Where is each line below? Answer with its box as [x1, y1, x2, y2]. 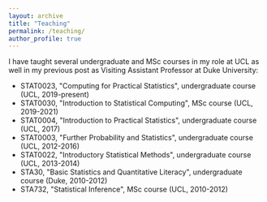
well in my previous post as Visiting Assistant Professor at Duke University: [8, 66, 259, 75]
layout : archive [8, 11, 63, 20]
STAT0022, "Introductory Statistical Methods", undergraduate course [19, 150, 252, 160]
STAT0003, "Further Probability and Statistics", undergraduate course [19, 133, 254, 143]
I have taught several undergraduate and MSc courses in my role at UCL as [8, 57, 260, 67]
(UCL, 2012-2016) [19, 141, 80, 151]
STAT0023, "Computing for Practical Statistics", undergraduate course [19, 81, 256, 91]
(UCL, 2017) [19, 124, 61, 134]
